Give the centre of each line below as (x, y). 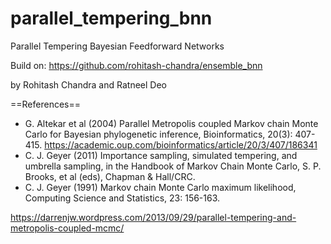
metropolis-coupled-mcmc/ (67, 228)
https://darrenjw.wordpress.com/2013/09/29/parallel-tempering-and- (153, 217)
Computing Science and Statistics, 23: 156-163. (122, 198)
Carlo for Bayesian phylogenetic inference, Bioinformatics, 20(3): (158, 134)
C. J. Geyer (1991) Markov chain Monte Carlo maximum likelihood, (160, 187)
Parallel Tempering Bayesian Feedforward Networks (117, 46)
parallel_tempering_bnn (111, 18)
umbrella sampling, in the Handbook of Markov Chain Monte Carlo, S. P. (173, 166)
